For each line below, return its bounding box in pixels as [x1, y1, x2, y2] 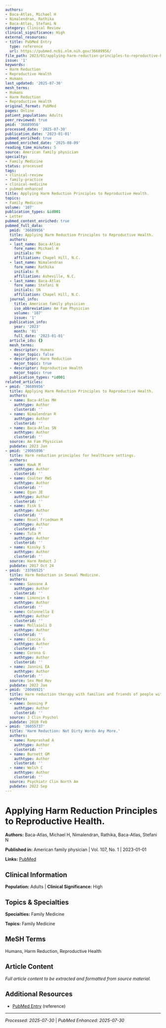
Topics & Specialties [5, 898, 69, 906]
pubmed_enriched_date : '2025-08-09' [5, 140, 81, 146]
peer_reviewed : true [5, 117, 48, 123]
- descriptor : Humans [9, 347, 54, 352]
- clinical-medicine [5, 182, 48, 187]
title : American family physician [14, 301, 85, 306]
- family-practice [5, 177, 43, 182]
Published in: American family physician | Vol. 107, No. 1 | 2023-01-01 [5, 847, 147, 853]
